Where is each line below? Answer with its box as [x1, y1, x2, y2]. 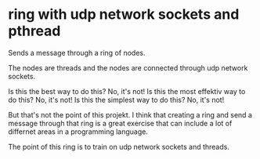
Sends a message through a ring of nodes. [8, 48, 146, 57]
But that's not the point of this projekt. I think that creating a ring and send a [8, 110, 253, 119]
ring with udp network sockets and [8, 5, 240, 23]
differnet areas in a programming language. [8, 127, 149, 136]
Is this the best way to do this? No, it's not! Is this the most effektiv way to [8, 86, 246, 96]
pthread [8, 22, 61, 40]
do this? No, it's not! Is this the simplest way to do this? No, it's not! [8, 95, 225, 104]
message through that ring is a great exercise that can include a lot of [8, 118, 233, 128]
